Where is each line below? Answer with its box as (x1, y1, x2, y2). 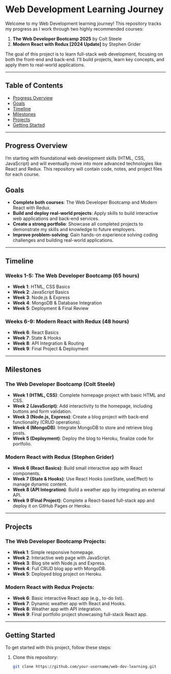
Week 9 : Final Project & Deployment (12, 346, 89, 352)
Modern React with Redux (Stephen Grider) (5, 453, 115, 460)
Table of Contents (5, 81, 64, 90)
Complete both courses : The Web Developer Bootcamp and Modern (12, 200, 157, 206)
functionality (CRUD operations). (12, 419, 81, 426)
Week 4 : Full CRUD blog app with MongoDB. (12, 566, 106, 572)
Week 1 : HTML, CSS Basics (12, 284, 70, 290)
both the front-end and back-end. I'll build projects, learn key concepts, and (5, 56, 164, 62)
